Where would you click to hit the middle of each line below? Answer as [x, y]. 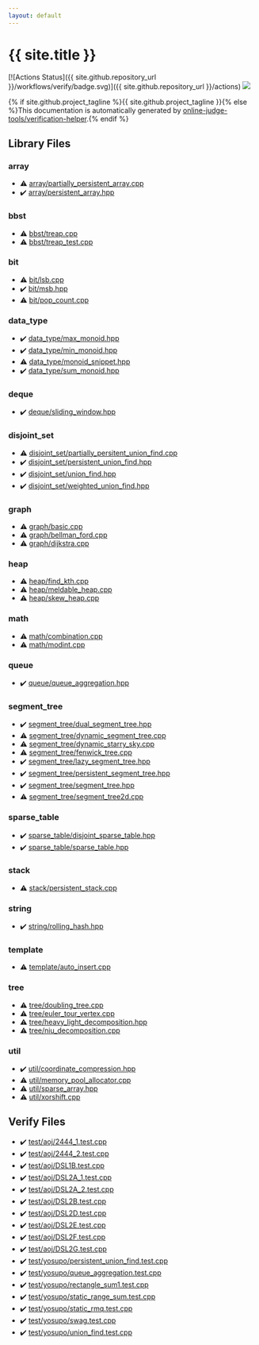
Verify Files [37, 1122]
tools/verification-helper [48, 118]
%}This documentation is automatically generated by [95, 110]
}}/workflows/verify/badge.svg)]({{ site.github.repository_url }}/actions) [125, 86]
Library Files [40, 143]
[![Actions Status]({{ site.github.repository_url [82, 77]
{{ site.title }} [52, 54]
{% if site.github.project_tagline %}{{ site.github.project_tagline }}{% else [128, 102]
